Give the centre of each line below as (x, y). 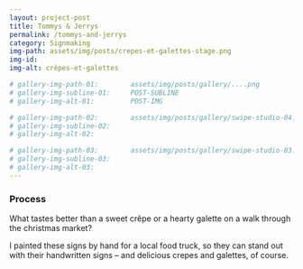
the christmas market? (51, 228)
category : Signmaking (50, 43)
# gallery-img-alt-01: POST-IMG (87, 101)
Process (28, 199)
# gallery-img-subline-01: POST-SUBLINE (94, 93)
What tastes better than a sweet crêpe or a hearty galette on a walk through (150, 218)
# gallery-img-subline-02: (60, 126)
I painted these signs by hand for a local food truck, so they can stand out (147, 246)
